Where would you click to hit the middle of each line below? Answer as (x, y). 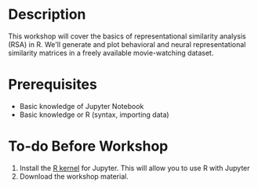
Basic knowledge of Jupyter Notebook (82, 106)
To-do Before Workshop (88, 146)
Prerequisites (53, 85)
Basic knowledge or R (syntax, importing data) (94, 114)
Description (47, 15)
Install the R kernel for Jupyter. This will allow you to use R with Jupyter (134, 168)
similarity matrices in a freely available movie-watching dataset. (111, 53)
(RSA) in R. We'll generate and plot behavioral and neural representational (127, 44)
